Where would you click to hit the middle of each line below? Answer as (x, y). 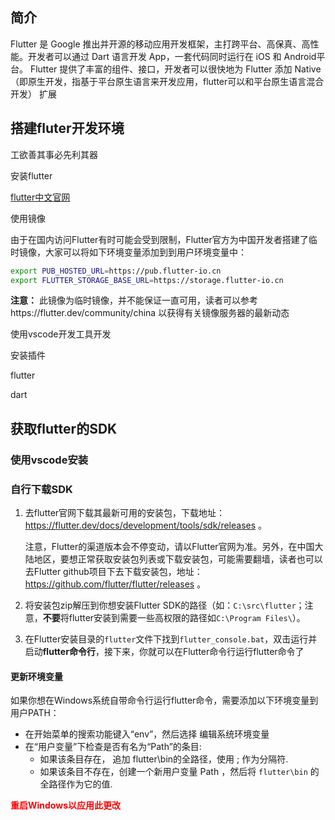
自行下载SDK (41, 489)
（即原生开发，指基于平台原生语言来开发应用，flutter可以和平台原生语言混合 (167, 81)
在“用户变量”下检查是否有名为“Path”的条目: (113, 747)
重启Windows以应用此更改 (65, 805)
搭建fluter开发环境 (67, 128)
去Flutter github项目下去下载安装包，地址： (113, 571)
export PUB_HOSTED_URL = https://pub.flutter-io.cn (116, 271)
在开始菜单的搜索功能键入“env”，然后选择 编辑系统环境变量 (147, 734)
